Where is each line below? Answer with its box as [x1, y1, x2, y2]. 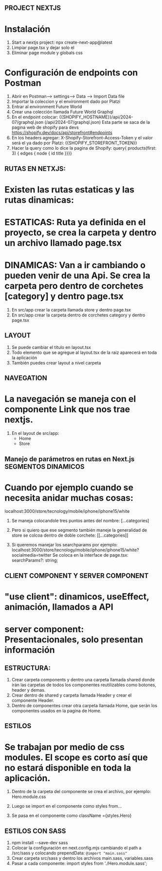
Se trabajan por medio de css [4, 741, 125, 753]
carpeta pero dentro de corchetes [4, 280, 144, 291]
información [4, 644, 55, 656]
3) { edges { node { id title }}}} [11, 151, 72, 156]
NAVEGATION [4, 374, 47, 382]
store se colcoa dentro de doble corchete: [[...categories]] [11, 532, 128, 538]
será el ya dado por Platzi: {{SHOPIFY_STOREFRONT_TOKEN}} [11, 140, 137, 146]
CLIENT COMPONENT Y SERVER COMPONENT [4, 571, 149, 580]
